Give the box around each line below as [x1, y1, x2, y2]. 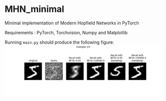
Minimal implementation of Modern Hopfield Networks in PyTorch [4, 20, 139, 26]
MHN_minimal [4, 3, 64, 15]
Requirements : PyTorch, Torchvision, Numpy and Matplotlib [4, 29, 128, 35]
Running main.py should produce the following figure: [4, 39, 114, 45]
